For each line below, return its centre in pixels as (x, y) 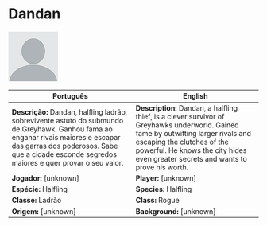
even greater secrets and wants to (192, 158)
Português (71, 96)
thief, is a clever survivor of (180, 116)
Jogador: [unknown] (45, 178)
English (195, 96)
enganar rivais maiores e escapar (66, 138)
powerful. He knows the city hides (191, 150)
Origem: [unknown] (44, 211)
